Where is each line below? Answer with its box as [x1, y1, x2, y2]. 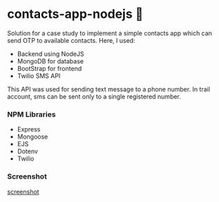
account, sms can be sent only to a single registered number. [7, 92, 182, 101]
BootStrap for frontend [17, 64, 82, 72]
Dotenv [17, 148, 38, 156]
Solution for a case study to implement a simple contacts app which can [7, 29, 213, 37]
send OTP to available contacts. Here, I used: [7, 36, 136, 44]
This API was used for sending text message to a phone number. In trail [7, 85, 211, 93]
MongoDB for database [17, 57, 84, 65]
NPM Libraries [7, 110, 57, 119]
